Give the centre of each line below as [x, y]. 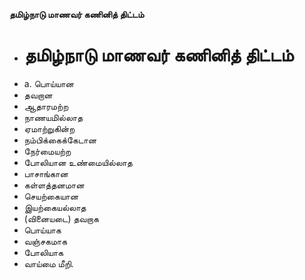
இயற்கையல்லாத [55, 207]
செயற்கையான [51, 196]
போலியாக [43, 252]
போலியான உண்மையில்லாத [78, 162]
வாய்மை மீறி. [48, 263]
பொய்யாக [42, 230]
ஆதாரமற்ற [46, 106]
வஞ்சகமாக [45, 241]
